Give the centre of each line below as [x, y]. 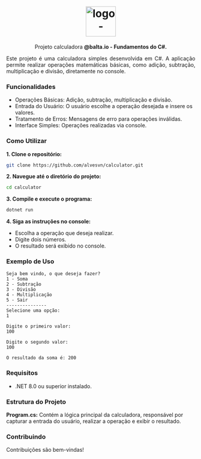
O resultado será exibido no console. [60, 246]
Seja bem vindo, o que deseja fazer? [53, 274]
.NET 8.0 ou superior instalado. [53, 386]
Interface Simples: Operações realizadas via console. [81, 126]
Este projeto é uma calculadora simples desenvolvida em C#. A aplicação [101, 58]
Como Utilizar [26, 141]
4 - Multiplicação [29, 295]
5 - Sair [17, 300]
